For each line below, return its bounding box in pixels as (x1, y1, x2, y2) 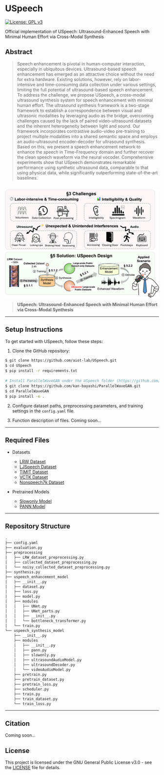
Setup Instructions (5, 326, 63, 334)
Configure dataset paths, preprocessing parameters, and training (12, 403, 143, 408)
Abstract (5, 48, 33, 56)
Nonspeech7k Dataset (19, 479, 64, 485)
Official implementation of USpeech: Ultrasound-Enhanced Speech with (5, 28, 150, 34)
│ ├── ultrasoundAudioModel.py (14, 657, 82, 663)
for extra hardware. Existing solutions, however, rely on (17, 76, 128, 82)
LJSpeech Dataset (19, 464, 57, 469)
